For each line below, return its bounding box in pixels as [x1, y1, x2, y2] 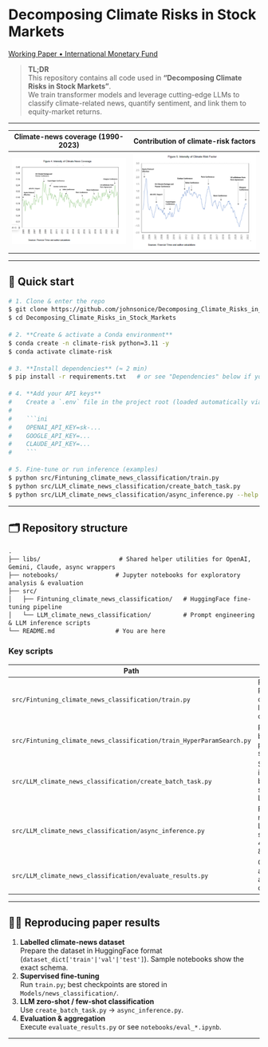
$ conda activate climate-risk [8, 347, 112, 356]
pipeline [33, 603, 62, 611]
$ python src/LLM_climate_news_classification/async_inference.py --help [8, 491, 259, 499]
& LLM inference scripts [8, 619, 91, 627]
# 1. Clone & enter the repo [8, 297, 105, 305]
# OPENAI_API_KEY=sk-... [8, 423, 102, 432]
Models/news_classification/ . [19, 988, 120, 998]
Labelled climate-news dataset [19, 937, 125, 946]
